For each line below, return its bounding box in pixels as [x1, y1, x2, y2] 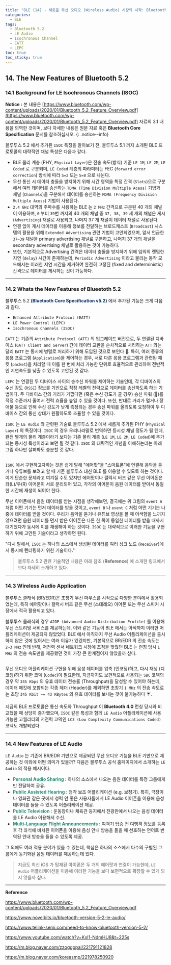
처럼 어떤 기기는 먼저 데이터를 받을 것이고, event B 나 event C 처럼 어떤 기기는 [5, 504, 160, 511]
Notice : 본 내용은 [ [5, 101, 44, 108]
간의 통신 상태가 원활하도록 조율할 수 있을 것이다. [18, 410, 116, 416]
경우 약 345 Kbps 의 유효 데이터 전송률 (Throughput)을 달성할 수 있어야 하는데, [5, 678, 161, 684]
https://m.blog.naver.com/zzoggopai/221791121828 [5, 944, 112, 950]
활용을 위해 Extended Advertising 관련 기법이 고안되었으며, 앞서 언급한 [22, 230, 164, 236]
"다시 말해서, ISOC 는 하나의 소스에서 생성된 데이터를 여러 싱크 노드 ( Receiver [5, 541, 158, 547]
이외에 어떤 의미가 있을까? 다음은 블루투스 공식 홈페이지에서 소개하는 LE [24, 758, 165, 765]
